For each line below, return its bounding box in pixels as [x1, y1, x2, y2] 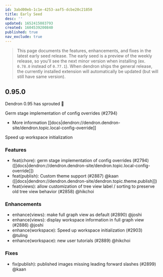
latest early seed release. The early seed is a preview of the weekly [17, 53, 152, 59]
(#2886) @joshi [12, 222, 44, 228]
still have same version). [17, 74, 66, 79]
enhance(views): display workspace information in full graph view [12, 217, 145, 223]
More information [12, 119, 47, 125]
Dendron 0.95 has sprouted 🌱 [5, 100, 64, 106]
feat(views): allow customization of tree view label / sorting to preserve [12, 183, 155, 189]
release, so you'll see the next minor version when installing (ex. [17, 58, 146, 64]
